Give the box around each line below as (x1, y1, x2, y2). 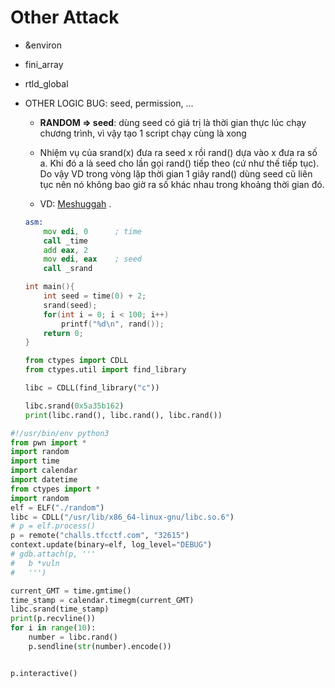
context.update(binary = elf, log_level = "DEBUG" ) (10, 540, 213, 550)
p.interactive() (10, 668, 78, 678)
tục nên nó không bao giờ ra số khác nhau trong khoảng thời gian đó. (39, 178, 325, 190)
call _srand (43, 264, 93, 274)
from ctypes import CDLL (24, 356, 129, 366)
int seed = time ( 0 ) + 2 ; (43, 291, 147, 301)
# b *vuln (10, 558, 60, 568)
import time (10, 456, 60, 466)
